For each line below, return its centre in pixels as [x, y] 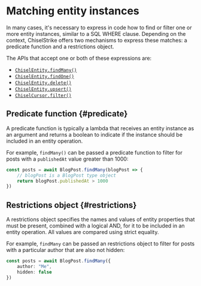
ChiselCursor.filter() [43, 96]
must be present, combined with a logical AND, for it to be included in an [96, 226]
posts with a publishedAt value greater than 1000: [67, 159]
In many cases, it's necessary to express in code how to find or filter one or [99, 27]
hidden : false [34, 272]
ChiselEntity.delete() [43, 83]
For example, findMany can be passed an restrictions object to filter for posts [100, 244]
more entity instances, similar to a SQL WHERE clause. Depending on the [96, 33]
